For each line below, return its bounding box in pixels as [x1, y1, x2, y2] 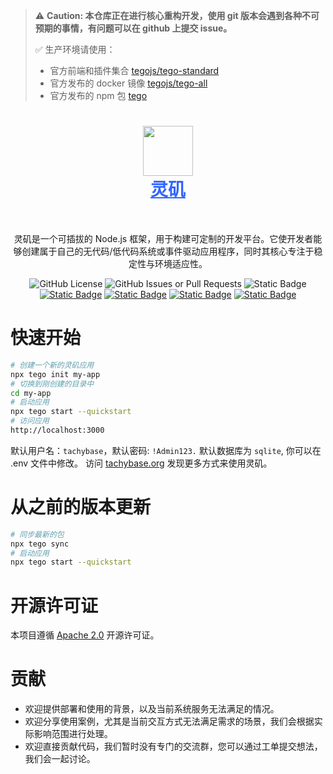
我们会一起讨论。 [24, 753, 96, 765]
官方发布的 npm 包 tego [49, 90, 148, 101]
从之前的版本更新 [10, 496, 152, 519]
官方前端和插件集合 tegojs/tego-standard [49, 65, 220, 76]
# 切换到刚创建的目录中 [10, 379, 95, 389]
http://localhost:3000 [10, 425, 105, 435]
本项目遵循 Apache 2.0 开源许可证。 [10, 629, 160, 641]
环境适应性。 [154, 257, 208, 269]
